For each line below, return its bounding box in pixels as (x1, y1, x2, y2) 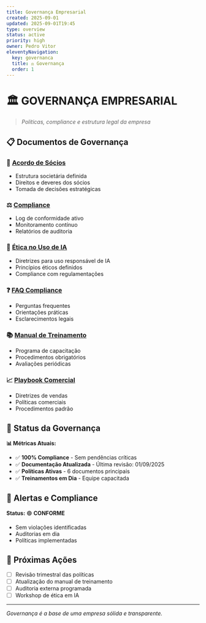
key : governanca (12, 55, 53, 61)
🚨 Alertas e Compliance (6, 493, 98, 503)
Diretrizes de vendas (15, 392, 68, 399)
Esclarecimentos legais (15, 315, 74, 323)
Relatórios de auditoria (15, 228, 72, 235)
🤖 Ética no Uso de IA (6, 243, 67, 252)
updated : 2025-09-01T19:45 (6, 20, 75, 26)
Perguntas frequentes (15, 302, 71, 309)
